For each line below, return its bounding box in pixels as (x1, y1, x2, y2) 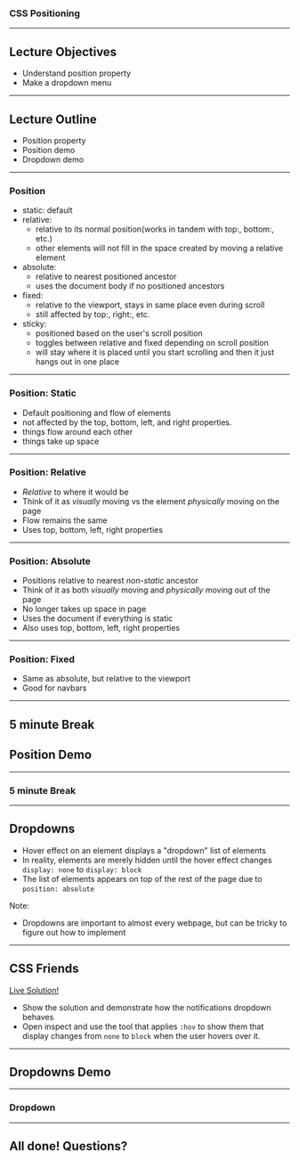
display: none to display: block (21, 863, 142, 875)
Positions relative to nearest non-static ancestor (21, 576, 198, 586)
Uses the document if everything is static (21, 613, 174, 624)
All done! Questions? (9, 1139, 128, 1154)
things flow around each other (21, 426, 133, 437)
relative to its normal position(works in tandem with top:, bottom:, (35, 224, 274, 234)
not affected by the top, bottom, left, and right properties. (21, 417, 232, 428)
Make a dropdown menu (21, 78, 112, 88)
